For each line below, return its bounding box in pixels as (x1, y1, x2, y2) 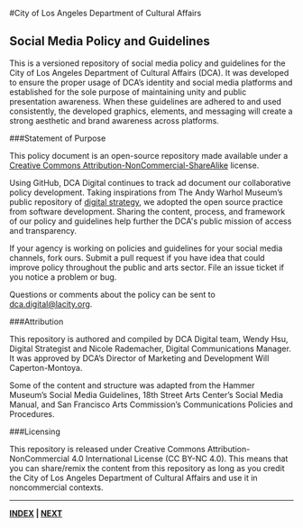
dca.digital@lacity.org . (9, 298, 93, 310)
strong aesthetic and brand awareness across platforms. (9, 115, 219, 125)
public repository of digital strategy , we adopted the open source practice (9, 196, 284, 207)
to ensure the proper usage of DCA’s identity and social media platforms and (9, 77, 293, 88)
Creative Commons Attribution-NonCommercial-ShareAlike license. (9, 160, 260, 171)
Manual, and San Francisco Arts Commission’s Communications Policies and (9, 399, 293, 410)
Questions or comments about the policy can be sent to (9, 289, 216, 300)
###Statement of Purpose (9, 133, 106, 144)
